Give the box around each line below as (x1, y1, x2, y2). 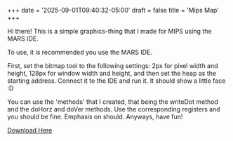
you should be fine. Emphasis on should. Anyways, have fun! (7, 112, 183, 121)
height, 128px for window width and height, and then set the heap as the (7, 69, 216, 77)
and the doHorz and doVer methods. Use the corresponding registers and (7, 105, 220, 113)
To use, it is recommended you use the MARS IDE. (7, 48, 152, 56)
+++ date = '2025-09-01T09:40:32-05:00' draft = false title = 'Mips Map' (7, 6, 220, 14)
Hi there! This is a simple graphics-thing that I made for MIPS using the (7, 27, 212, 35)
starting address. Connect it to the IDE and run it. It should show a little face (7, 76, 226, 85)
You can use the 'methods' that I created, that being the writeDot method (7, 98, 219, 106)
